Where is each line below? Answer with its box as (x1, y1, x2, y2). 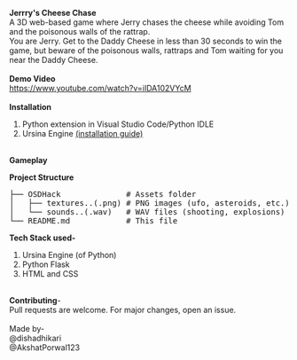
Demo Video (9, 74, 56, 83)
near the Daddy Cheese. (9, 55, 98, 65)
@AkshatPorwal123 (9, 342, 81, 353)
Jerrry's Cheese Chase (9, 8, 97, 18)
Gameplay (9, 155, 48, 165)
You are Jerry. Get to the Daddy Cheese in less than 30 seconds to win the (9, 35, 282, 46)
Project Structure (9, 172, 74, 183)
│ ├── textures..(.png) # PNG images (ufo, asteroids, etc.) (9, 199, 290, 207)
